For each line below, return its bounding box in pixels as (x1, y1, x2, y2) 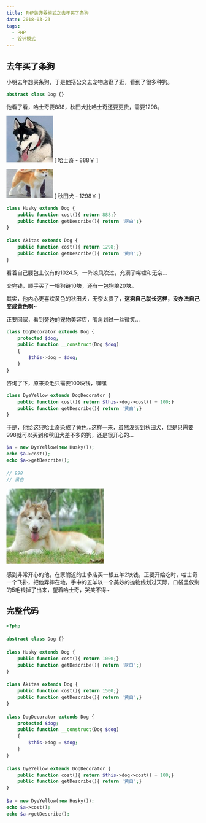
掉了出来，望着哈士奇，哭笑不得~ (25, 586, 110, 593)
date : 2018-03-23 (6, 16, 51, 23)
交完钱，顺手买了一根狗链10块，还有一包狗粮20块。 (6, 282, 137, 289)
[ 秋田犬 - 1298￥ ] (54, 192, 101, 199)
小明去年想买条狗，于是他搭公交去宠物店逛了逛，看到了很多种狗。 (6, 78, 173, 85)
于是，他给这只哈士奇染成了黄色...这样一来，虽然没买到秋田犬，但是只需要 (6, 423, 194, 431)
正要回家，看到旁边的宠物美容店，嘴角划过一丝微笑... (6, 315, 140, 323)
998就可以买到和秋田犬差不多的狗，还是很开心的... (6, 431, 134, 439)
